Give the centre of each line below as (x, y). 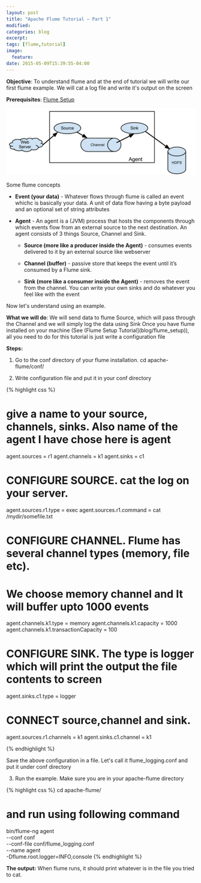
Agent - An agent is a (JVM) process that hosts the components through (105, 221)
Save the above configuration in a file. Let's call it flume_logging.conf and (97, 760)
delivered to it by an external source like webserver (87, 252)
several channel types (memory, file (98, 554)
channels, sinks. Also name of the (92, 427)
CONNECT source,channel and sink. (98, 720)
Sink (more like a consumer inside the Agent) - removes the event (107, 282)
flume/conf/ (29, 366)
